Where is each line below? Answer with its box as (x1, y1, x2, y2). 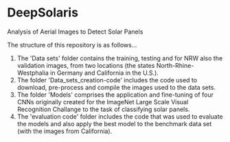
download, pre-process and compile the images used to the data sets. (16, 83, 216, 91)
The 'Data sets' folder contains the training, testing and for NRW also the (16, 54, 223, 62)
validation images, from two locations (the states (16, 61, 155, 69)
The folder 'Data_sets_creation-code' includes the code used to (16, 75, 198, 84)
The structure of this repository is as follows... (7, 40, 137, 49)
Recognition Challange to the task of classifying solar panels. (16, 105, 190, 113)
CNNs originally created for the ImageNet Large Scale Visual (16, 97, 189, 106)
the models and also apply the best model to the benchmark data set (16, 119, 212, 128)
